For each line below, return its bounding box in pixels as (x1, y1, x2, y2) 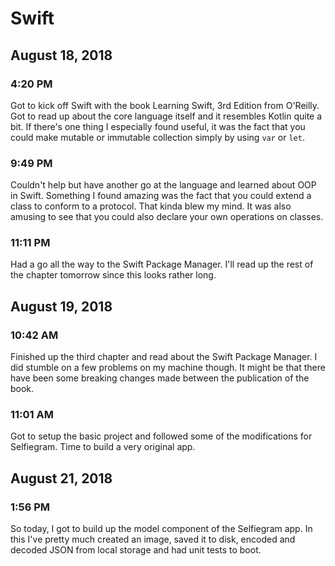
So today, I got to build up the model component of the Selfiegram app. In (10, 523, 313, 535)
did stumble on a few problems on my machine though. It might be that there (10, 362, 326, 374)
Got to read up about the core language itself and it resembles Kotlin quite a (10, 110, 323, 122)
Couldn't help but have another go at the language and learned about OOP (10, 179, 317, 191)
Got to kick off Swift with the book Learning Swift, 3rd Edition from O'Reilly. (10, 99, 320, 111)
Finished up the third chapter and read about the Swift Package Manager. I (10, 351, 318, 363)
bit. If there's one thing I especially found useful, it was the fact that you (10, 120, 306, 132)
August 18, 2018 (10, 47, 113, 64)
